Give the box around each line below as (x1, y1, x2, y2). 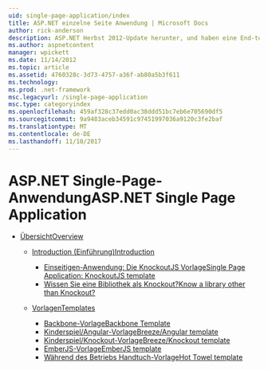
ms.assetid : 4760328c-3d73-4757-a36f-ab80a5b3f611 (8, 71, 180, 79)
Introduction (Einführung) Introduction (31, 247, 156, 257)
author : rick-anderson (8, 26, 84, 34)
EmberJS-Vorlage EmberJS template (43, 344, 162, 354)
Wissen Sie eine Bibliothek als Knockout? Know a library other (43, 279, 246, 289)
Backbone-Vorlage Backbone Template (43, 319, 171, 329)
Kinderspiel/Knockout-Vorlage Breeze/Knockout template (43, 336, 231, 345)
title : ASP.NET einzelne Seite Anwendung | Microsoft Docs (8, 19, 209, 27)
